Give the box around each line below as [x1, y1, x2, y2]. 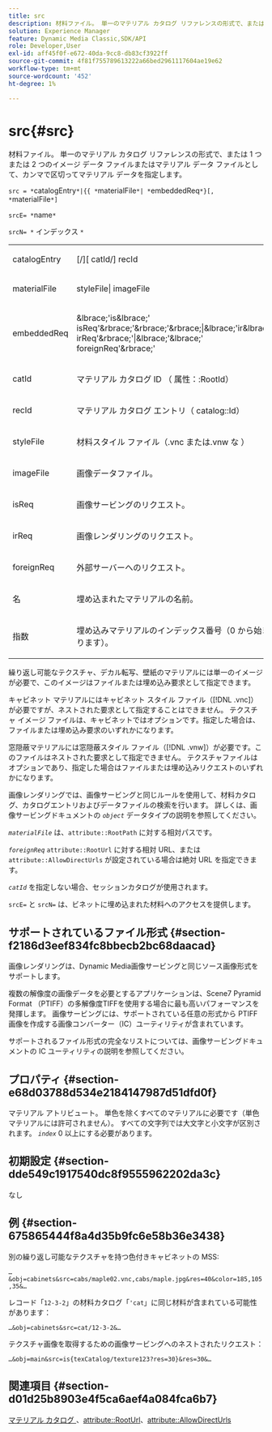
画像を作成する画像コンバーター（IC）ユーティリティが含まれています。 [8, 1019, 249, 1029]
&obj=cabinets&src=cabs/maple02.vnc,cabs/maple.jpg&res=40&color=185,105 [8, 1275, 263, 1283]
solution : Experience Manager [8, 27, 111, 35]
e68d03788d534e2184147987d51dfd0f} [8, 1085, 217, 1099]
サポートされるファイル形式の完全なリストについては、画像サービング [8, 1037, 243, 1046]
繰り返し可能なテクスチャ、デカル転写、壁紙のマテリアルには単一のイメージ [8, 668, 263, 678]
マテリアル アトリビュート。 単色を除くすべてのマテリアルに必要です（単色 [8, 1108, 260, 1118]
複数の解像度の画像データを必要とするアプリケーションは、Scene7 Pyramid [8, 989, 261, 998]
